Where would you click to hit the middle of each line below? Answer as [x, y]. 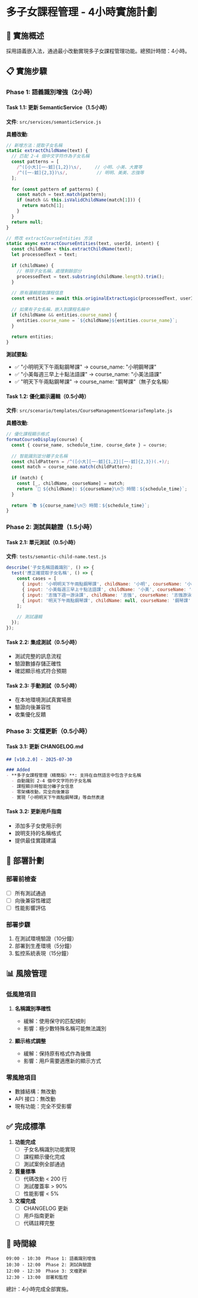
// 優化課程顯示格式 [28, 434]
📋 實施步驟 [27, 71]
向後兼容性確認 [33, 901]
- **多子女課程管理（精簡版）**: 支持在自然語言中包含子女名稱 [74, 775]
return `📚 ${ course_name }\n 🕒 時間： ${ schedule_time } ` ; [81, 505]
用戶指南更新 [39, 1216]
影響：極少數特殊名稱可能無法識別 [65, 1028]
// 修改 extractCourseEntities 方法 [49, 238]
